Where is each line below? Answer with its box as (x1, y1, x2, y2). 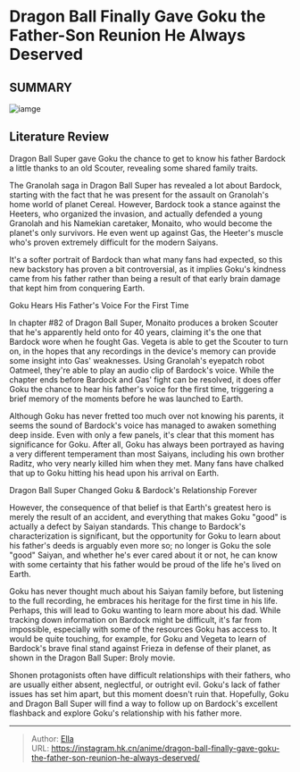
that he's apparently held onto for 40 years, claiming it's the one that (9, 326, 262, 337)
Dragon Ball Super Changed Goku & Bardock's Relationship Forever (9, 484, 257, 495)
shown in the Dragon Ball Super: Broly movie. (9, 652, 176, 663)
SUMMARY (9, 80, 73, 95)
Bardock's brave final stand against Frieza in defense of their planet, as (9, 642, 271, 653)
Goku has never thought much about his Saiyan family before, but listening (9, 585, 284, 596)
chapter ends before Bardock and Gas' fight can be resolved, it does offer (9, 373, 281, 385)
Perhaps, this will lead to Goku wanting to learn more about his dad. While (9, 605, 281, 616)
